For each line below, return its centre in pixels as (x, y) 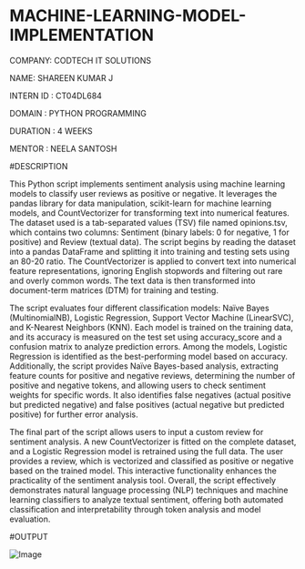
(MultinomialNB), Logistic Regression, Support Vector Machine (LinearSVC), (152, 317)
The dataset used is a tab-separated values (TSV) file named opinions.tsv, (149, 222)
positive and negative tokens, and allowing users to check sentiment (138, 385)
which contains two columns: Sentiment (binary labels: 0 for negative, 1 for (149, 232)
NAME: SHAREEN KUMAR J (61, 77)
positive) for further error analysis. (74, 414)
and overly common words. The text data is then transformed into (132, 280)
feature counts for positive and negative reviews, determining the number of (152, 375)
